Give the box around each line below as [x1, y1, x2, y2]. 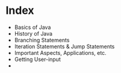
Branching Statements [14, 36, 70, 43]
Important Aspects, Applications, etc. [14, 49, 107, 56]
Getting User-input [14, 56, 61, 63]
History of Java [14, 30, 52, 37]
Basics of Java [14, 24, 51, 31]
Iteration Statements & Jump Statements [14, 43, 115, 50]
